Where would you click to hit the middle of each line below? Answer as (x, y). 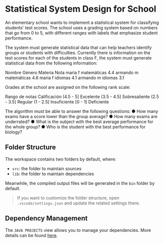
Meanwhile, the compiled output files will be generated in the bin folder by (80, 183)
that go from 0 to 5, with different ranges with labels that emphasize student (82, 33)
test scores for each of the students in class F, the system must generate (79, 58)
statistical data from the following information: (51, 63)
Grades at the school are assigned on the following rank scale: (68, 87)
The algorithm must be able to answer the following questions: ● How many (82, 111)
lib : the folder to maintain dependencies (53, 174)
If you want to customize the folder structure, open (68, 198)
